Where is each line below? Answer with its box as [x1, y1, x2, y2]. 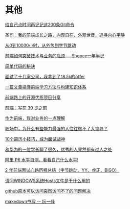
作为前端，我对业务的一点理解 [5, 115, 65, 121]
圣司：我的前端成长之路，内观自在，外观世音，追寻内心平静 [5, 32, 125, 38]
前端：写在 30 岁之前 [5, 105, 47, 111]
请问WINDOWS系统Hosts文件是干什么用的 [5, 177, 90, 184]
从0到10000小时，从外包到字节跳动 [5, 42, 76, 48]
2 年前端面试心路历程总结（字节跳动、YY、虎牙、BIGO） [5, 167, 120, 173]
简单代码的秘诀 [5, 63, 35, 69]
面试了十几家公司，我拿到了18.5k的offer [5, 73, 86, 79]
